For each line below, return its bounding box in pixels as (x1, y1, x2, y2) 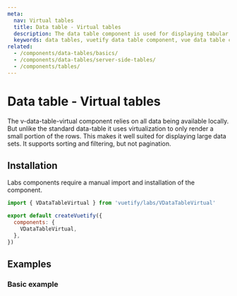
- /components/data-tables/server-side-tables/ (13, 57, 157, 64)
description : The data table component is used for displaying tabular (13, 30, 229, 37)
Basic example (7, 279, 59, 289)
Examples (7, 259, 51, 271)
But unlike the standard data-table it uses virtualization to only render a (7, 124, 214, 133)
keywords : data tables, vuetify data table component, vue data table (13, 37, 226, 44)
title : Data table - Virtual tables (13, 23, 121, 30)
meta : (7, 10, 23, 18)
